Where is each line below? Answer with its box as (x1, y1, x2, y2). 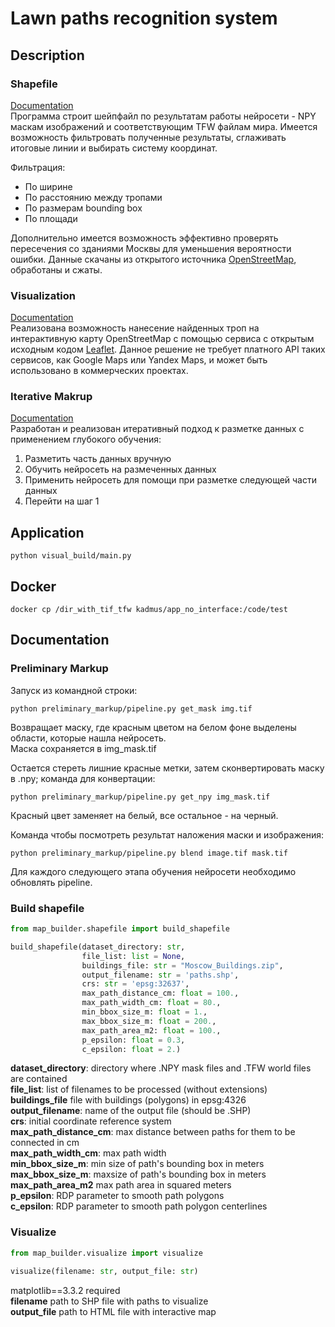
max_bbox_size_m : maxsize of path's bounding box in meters (10, 1168, 267, 1181)
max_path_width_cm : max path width (10, 1147, 167, 1159)
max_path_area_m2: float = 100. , (81, 1025, 222, 1036)
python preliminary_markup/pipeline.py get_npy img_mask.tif (10, 792, 271, 802)
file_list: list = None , (81, 951, 186, 961)
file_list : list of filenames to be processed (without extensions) (10, 1083, 268, 1096)
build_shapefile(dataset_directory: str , (10, 942, 186, 952)
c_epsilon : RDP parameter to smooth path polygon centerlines (10, 1200, 268, 1212)
